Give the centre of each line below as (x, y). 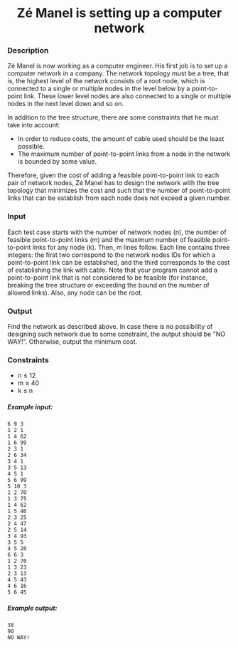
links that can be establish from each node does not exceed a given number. (119, 198)
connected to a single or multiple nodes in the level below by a (99, 89)
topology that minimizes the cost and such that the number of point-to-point (119, 191)
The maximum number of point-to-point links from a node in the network (124, 154)
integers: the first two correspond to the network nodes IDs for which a (112, 255)
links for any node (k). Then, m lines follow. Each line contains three (131, 247)
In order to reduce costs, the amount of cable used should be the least (121, 139)
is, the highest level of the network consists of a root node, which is (106, 81)
